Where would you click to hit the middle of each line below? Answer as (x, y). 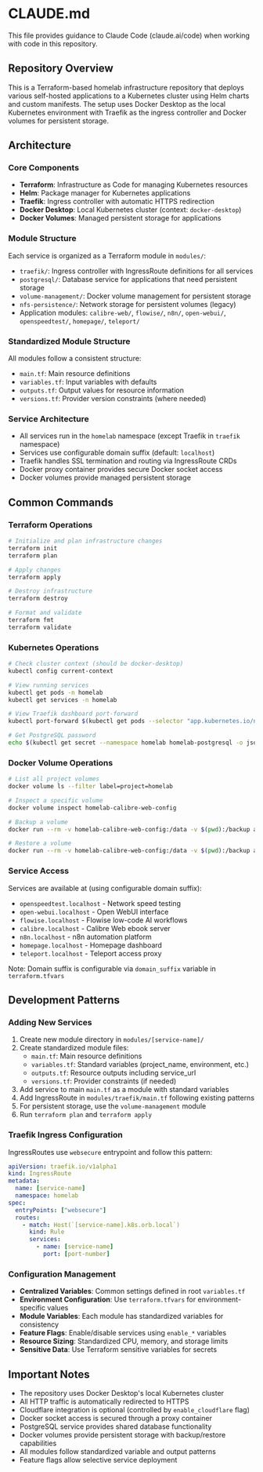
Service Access (39, 871)
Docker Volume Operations (61, 762)
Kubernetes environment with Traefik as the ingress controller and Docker (127, 112)
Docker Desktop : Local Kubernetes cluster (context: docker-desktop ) (130, 210)
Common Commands (61, 502)
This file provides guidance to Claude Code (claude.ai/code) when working (129, 35)
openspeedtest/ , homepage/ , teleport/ (79, 321)
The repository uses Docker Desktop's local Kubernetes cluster (122, 1393)
